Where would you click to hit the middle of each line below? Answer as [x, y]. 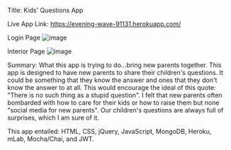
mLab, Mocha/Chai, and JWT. [51, 139]
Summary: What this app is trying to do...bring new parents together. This [114, 65]
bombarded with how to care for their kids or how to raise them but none [113, 103]
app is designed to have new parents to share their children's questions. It [115, 73]
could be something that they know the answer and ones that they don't [112, 80]
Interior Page [26, 51]
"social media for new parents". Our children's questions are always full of [115, 110]
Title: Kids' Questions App [45, 10]
